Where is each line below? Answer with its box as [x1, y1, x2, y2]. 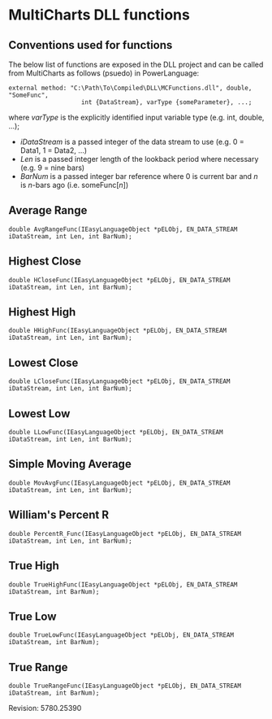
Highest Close [8, 255, 82, 268]
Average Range [8, 203, 88, 217]
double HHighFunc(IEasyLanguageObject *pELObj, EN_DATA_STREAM [8, 327, 227, 335]
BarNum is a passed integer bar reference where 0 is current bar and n [19, 172, 258, 181]
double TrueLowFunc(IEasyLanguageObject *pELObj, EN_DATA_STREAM [8, 631, 234, 639]
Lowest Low [8, 407, 71, 421]
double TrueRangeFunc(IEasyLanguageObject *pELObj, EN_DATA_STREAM [8, 682, 242, 691]
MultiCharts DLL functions [8, 6, 191, 24]
